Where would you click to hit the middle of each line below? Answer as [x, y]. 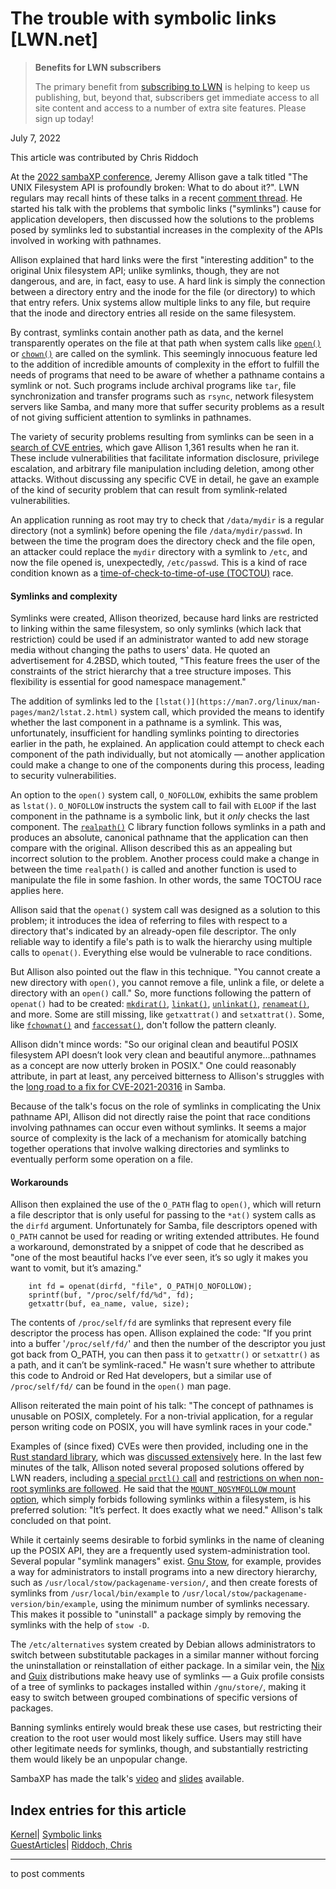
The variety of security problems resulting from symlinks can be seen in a [162, 436]
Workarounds [39, 1182]
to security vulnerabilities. [63, 776]
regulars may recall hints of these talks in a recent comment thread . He [156, 198]
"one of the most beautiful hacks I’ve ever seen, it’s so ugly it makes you [159, 1258]
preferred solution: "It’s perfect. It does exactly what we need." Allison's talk [166, 1510]
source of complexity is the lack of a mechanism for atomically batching [158, 1138]
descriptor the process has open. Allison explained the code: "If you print [161, 1333]
